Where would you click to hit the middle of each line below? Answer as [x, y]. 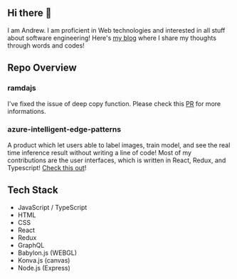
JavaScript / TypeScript [52, 207]
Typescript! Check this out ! [47, 167]
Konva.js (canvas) [44, 260]
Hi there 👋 [30, 13]
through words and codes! [46, 45]
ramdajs [22, 88]
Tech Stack [33, 190]
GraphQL [31, 245]
